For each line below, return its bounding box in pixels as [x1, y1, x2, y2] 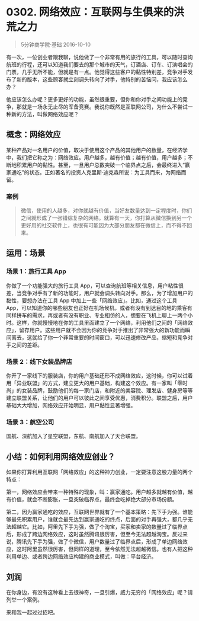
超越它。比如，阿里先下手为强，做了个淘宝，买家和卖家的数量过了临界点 [11, 523, 188, 530]
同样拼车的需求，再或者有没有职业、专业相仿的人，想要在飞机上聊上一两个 [6, 312, 188, 319]
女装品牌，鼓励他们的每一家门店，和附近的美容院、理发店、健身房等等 [21, 387, 193, 394]
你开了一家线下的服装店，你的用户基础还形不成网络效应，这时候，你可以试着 [6, 372, 193, 379]
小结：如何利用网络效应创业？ [6, 452, 115, 462]
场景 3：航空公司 [6, 418, 54, 426]
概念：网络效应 [6, 130, 61, 140]
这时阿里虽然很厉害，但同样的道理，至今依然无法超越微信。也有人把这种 [16, 546, 193, 553]
